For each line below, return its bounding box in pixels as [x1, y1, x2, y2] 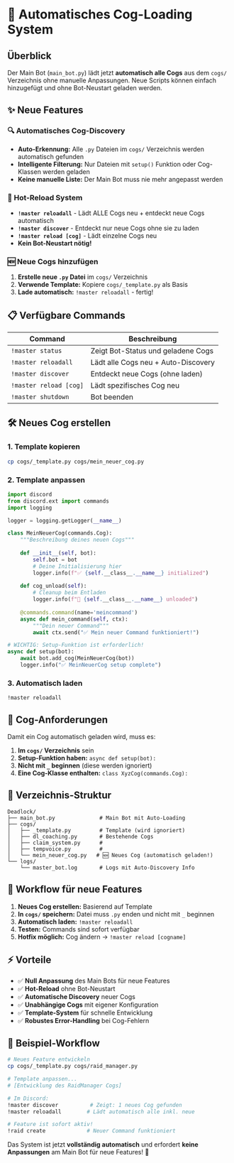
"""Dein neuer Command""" [33, 622, 110, 629]
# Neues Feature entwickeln [7, 1056, 91, 1064]
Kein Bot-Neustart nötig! [17, 239, 92, 247]
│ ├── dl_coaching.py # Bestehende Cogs [7, 833, 154, 840]
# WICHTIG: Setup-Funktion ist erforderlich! [7, 642, 144, 649]
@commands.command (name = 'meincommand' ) [20, 608, 138, 616]
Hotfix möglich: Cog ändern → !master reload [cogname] [17, 932, 186, 941]
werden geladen [42, 167, 90, 176]
